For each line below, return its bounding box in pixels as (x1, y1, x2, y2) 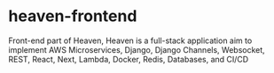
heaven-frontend (8, 6, 137, 26)
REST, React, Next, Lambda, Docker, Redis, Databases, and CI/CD (8, 54, 249, 64)
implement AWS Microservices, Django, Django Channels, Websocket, (8, 44, 265, 55)
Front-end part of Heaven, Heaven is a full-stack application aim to (8, 35, 253, 46)
